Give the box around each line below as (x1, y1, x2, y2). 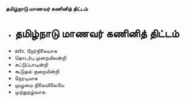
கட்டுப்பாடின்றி (14, 61, 48, 68)
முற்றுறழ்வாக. (14, 88, 47, 95)
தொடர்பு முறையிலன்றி (14, 54, 66, 61)
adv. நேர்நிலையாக (14, 47, 57, 54)
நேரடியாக (14, 74, 38, 81)
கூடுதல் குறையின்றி (14, 67, 59, 75)
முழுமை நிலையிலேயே (14, 81, 65, 89)
